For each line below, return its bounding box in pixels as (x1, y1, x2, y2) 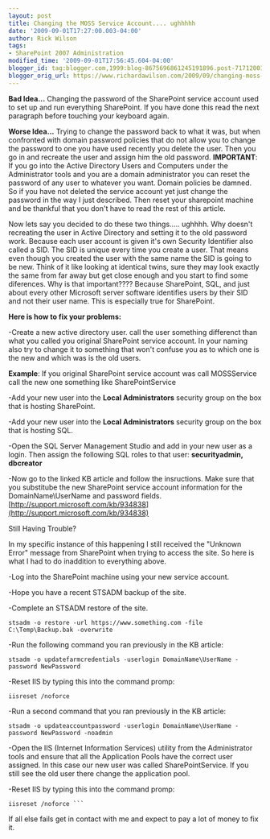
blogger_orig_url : (8, 72, 70, 80)
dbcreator (8, 458, 43, 468)
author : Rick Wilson (8, 34, 78, 43)
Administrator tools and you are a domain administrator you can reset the (8, 169, 251, 179)
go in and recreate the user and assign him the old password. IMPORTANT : (8, 152, 258, 162)
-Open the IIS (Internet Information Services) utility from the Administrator (8, 742, 253, 753)
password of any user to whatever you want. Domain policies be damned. (8, 178, 252, 188)
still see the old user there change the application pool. (8, 768, 190, 778)
